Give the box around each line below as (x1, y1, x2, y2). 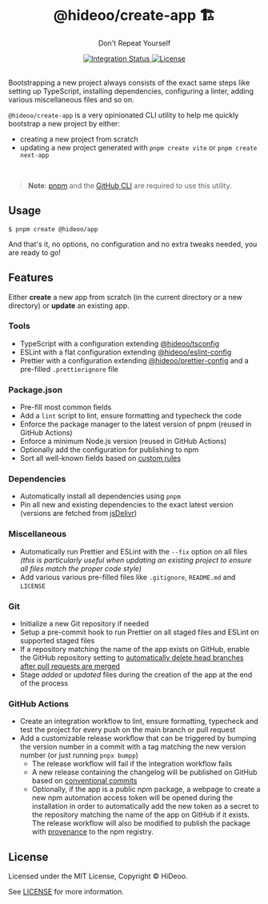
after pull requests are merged (19, 662, 120, 671)
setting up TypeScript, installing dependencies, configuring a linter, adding (8, 86, 254, 96)
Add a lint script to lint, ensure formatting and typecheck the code (19, 411, 242, 421)
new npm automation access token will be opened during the (31, 793, 234, 802)
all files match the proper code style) (19, 563, 142, 573)
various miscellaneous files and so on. (8, 94, 134, 104)
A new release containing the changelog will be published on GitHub (31, 767, 258, 777)
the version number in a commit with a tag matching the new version (19, 742, 246, 752)
